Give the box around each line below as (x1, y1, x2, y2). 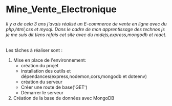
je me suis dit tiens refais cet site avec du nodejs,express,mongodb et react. (6, 32, 167, 38)
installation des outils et (20, 68, 71, 74)
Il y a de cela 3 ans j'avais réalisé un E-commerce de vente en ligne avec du (6, 20, 167, 26)
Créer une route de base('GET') (20, 84, 88, 90)
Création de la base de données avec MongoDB (13, 95, 115, 101)
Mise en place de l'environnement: (13, 57, 87, 63)
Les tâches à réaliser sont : (6, 47, 63, 54)
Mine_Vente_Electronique (6, 4, 117, 15)
